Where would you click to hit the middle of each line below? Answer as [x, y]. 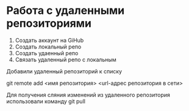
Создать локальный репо [48, 47]
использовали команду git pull [46, 101]
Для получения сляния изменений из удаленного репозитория [88, 95]
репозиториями [49, 23]
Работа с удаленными [66, 11]
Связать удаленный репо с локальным [66, 59]
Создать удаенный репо [47, 53]
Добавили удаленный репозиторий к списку [64, 71]
